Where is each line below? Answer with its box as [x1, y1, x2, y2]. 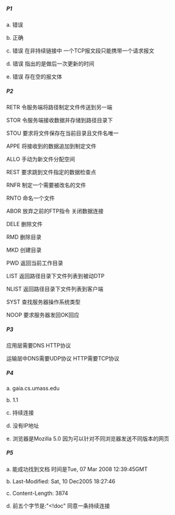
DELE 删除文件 [6, 220, 43, 227]
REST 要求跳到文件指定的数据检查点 [6, 168, 96, 175]
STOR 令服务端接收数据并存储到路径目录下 [6, 116, 113, 123]
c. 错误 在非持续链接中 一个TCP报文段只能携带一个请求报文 [6, 46, 154, 54]
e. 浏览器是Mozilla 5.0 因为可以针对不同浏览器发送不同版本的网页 [6, 434, 170, 442]
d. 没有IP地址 [6, 422, 40, 429]
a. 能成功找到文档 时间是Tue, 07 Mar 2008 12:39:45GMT [6, 465, 148, 473]
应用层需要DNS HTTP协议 [6, 342, 71, 349]
